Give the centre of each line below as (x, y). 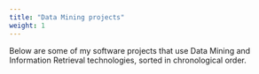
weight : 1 (27, 26)
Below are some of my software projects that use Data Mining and (130, 50)
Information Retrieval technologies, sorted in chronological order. (128, 60)
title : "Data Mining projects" (67, 17)
